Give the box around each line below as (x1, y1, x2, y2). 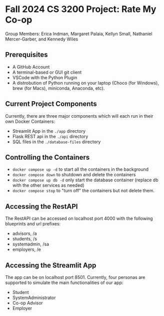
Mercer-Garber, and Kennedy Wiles (5, 36, 78, 42)
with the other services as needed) (12, 182, 85, 188)
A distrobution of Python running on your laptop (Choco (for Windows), (12, 80, 159, 86)
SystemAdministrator (12, 294, 56, 300)
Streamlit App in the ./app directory (12, 128, 86, 134)
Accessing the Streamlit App (5, 261, 96, 269)
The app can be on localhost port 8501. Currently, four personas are (5, 274, 145, 280)
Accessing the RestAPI (5, 202, 78, 211)
